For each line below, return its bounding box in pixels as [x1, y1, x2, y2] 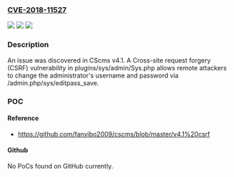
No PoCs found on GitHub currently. [7, 161, 113, 170]
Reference [7, 114, 39, 122]
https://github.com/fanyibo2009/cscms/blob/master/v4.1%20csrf [17, 129, 210, 138]
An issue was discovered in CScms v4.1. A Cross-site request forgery [7, 55, 211, 65]
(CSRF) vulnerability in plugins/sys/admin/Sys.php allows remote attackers [7, 63, 227, 72]
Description [7, 40, 49, 50]
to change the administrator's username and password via [7, 71, 179, 80]
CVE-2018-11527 [7, 5, 67, 15]
